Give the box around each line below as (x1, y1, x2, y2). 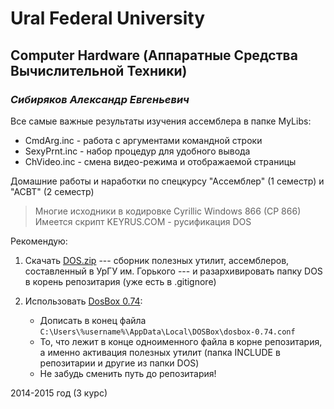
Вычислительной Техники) (10, 62, 188, 79)
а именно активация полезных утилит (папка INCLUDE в (39, 346, 281, 358)
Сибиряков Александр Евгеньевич (10, 92, 190, 106)
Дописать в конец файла (39, 314, 147, 326)
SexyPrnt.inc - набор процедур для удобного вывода (24, 145, 251, 157)
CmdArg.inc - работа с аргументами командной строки (24, 134, 263, 146)
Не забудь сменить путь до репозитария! (39, 367, 217, 379)
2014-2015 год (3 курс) (10, 387, 108, 399)
